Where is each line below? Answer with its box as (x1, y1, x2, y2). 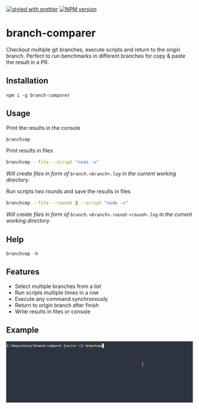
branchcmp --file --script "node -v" (6, 159, 99, 166)
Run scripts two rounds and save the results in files (6, 188, 131, 195)
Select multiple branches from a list (14, 283, 102, 290)
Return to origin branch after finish (14, 302, 99, 309)
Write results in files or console (14, 307, 91, 315)
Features (6, 267, 40, 277)
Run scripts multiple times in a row (14, 288, 99, 296)
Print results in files (6, 147, 53, 154)
